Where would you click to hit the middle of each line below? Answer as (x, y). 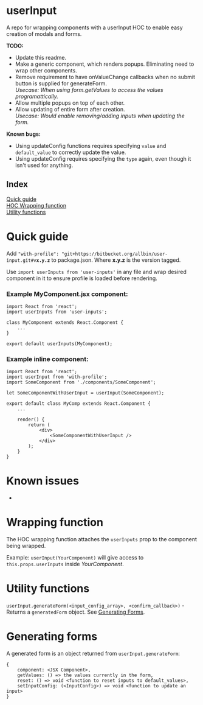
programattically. (37, 96)
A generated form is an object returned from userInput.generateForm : (93, 654)
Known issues (43, 481)
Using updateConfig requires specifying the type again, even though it (103, 158)
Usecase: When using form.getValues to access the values (89, 89)
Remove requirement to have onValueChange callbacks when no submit (105, 77)
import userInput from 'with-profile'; (57, 377)
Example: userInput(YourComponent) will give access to (75, 558)
